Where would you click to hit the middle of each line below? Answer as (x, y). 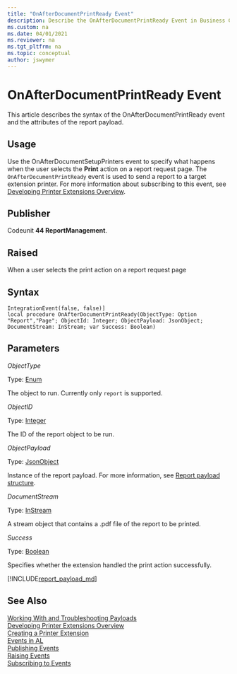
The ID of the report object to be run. (61, 434)
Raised (23, 253)
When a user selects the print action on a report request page (97, 270)
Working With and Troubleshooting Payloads (72, 618)
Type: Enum (25, 379)
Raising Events (29, 656)
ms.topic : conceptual (39, 54)
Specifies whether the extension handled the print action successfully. (110, 565)
